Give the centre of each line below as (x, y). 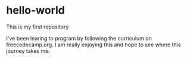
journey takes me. (28, 50)
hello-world (36, 10)
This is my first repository (38, 27)
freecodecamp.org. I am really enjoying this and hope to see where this (93, 45)
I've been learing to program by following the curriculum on (79, 38)
